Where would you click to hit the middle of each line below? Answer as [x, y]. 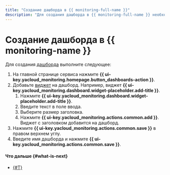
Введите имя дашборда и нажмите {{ [53, 139]
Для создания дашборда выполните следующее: [58, 64]
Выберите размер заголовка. [52, 112]
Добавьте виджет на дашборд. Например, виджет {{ [70, 85]
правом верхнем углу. [37, 134]
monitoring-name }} [48, 50]
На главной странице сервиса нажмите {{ [58, 75]
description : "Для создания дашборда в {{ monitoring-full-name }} [78, 15]
